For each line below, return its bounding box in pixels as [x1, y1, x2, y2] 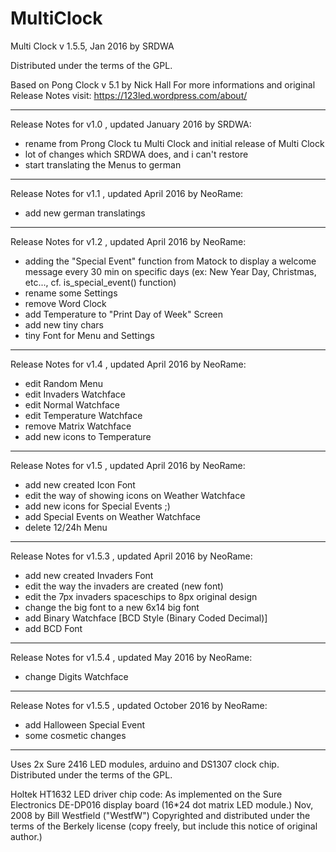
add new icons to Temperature [24, 430, 152, 442]
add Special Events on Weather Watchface [24, 510, 201, 522]
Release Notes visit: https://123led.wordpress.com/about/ [10, 89, 248, 101]
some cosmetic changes [24, 729, 127, 741]
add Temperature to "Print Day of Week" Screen [24, 308, 224, 320]
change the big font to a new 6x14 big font [24, 601, 200, 613]
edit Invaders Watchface [24, 388, 126, 400]
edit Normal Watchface [24, 398, 120, 411]
